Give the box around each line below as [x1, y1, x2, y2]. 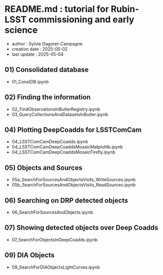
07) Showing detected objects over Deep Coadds [4, 224, 159, 232]
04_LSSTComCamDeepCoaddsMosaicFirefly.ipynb [11, 149, 116, 155]
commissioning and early [28, 14, 134, 25]
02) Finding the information [4, 93, 91, 102]
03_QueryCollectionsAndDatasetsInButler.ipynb [11, 111, 108, 117]
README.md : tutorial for [4, 3, 109, 15]
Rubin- [110, 3, 139, 15]
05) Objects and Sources [4, 163, 83, 172]
